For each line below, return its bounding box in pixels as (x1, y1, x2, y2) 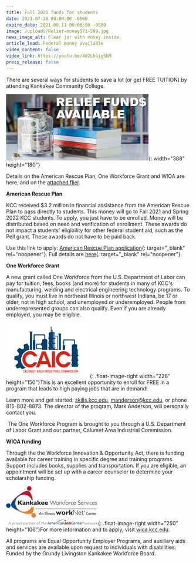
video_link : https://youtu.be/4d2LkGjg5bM (6, 53, 111, 59)
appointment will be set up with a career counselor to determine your (6, 468, 173, 475)
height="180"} (6, 161, 40, 168)
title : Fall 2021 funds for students (6, 9, 99, 15)
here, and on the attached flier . (6, 178, 81, 186)
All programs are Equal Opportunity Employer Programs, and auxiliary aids (6, 537, 186, 544)
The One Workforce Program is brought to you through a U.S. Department (7, 420, 186, 427)
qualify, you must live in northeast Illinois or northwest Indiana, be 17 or (6, 292, 178, 299)
